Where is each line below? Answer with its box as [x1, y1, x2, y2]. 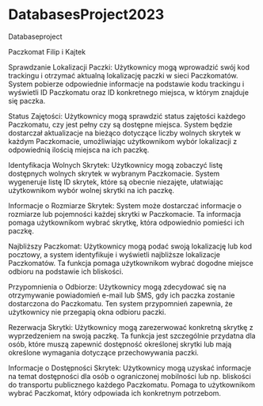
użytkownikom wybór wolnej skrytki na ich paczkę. [8, 185, 175, 195]
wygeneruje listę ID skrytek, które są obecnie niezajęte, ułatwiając [8, 176, 224, 187]
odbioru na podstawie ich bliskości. [8, 267, 124, 276]
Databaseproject [8, 32, 63, 41]
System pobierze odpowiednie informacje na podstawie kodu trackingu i [8, 79, 245, 89]
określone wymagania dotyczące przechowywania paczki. [8, 347, 200, 357]
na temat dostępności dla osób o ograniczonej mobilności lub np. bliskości [8, 371, 251, 381]
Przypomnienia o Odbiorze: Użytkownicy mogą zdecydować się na [8, 282, 227, 291]
